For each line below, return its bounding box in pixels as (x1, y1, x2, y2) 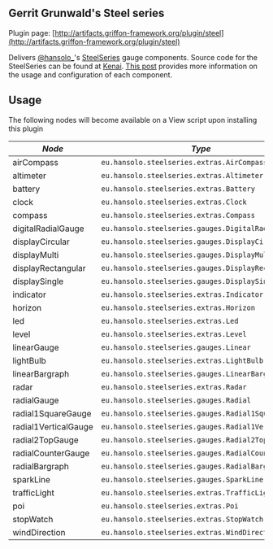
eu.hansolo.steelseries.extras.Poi (101, 501, 239, 511)
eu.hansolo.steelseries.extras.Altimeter (101, 171, 264, 180)
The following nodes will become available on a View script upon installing (8, 115, 258, 124)
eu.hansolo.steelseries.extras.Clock (101, 197, 247, 207)
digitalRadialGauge (12, 223, 84, 234)
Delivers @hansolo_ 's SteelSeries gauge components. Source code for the (8, 52, 258, 62)
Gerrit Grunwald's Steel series (8, 7, 165, 20)
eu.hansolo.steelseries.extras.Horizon (101, 303, 256, 312)
